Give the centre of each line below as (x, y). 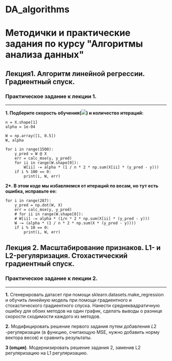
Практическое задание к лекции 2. (51, 278)
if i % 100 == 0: (33, 172)
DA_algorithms (38, 9)
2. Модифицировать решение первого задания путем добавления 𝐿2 (81, 326)
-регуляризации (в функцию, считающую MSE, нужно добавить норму (82, 332)
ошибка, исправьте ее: (31, 192)
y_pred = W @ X (31, 154)
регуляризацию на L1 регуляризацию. (47, 353)
